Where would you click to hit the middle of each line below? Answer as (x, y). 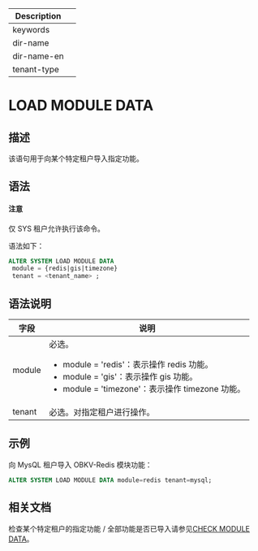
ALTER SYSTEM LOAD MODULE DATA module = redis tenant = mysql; (110, 480)
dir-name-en (39, 56)
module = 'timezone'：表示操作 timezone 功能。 (154, 389)
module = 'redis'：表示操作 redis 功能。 (138, 365)
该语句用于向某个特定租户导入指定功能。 (76, 158)
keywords (31, 30)
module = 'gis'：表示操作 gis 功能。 (130, 377)
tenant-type (36, 69)
